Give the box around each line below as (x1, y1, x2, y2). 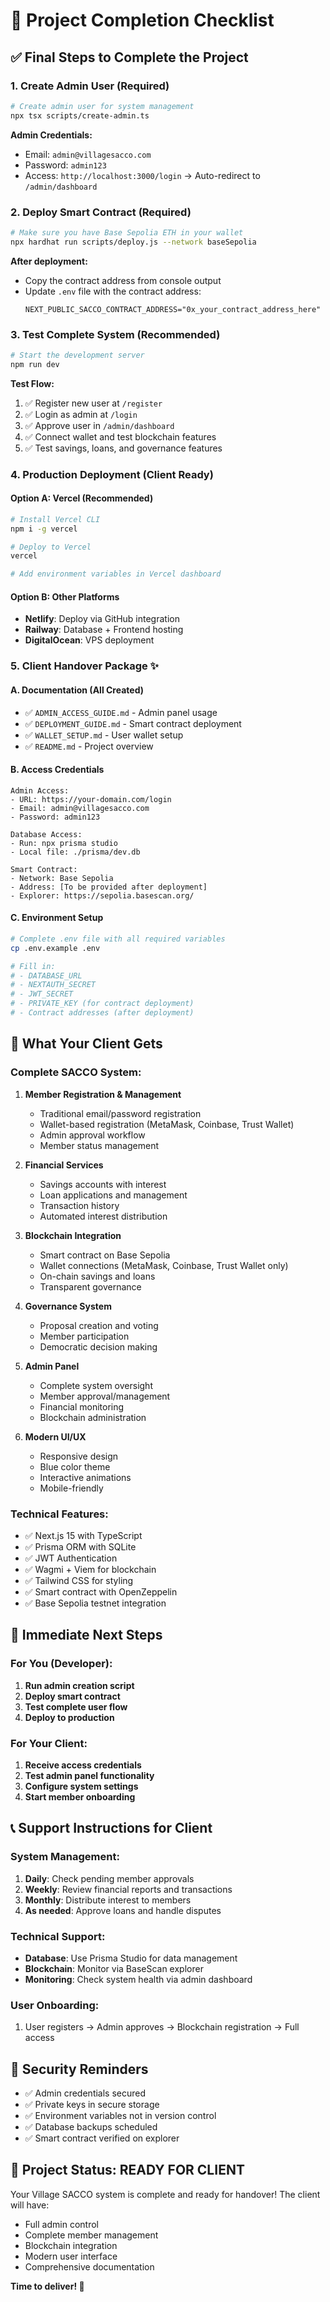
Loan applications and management (39, 1189, 188, 1201)
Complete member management (24, 2229, 159, 2241)
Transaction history (39, 1199, 120, 1211)
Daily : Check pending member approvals (24, 1872, 195, 1884)
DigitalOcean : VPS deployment (24, 634, 155, 646)
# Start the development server (10, 350, 145, 360)
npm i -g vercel (10, 524, 78, 534)
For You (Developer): (10, 1657, 113, 1671)
